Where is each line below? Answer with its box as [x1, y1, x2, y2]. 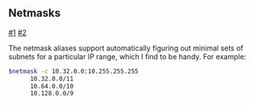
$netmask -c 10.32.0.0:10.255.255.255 [8, 67, 139, 75]
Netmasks [8, 6, 61, 20]
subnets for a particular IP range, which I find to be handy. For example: [8, 51, 247, 61]
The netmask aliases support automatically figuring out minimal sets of [8, 43, 244, 53]
